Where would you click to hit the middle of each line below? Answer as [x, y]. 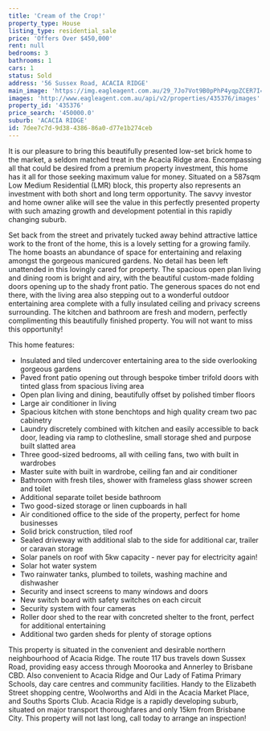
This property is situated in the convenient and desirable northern [117, 650]
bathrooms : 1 [30, 61]
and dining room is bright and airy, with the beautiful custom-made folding [131, 278]
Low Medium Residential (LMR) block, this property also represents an [125, 185]
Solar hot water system [58, 565]
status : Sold [30, 76]
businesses [39, 522]
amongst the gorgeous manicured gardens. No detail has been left [118, 260]
